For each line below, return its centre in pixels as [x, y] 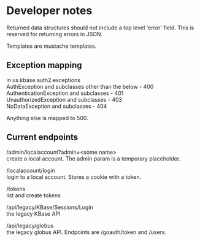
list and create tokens [34, 195]
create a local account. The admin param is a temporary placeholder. [94, 158]
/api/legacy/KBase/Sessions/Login [50, 207]
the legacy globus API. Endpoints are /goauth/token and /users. [87, 232]
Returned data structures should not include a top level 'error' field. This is [100, 28]
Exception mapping [44, 65]
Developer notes [49, 11]
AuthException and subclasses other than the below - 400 [80, 86]
